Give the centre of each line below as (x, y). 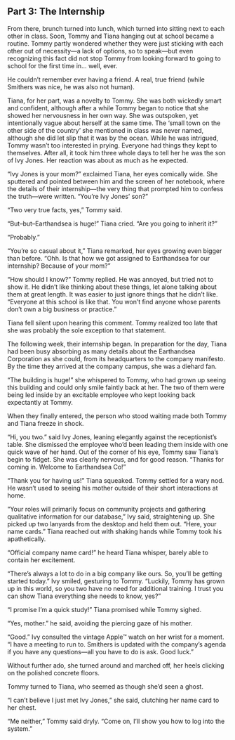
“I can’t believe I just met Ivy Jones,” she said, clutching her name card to (113, 700)
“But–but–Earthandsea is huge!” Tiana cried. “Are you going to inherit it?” (112, 223)
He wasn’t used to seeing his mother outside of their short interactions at (113, 488)
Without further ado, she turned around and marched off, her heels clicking (116, 665)
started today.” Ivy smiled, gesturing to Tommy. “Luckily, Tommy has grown (116, 581)
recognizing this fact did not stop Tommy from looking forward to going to (114, 58)
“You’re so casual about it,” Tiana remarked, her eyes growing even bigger (115, 251)
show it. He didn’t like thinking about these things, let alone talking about (112, 287)
